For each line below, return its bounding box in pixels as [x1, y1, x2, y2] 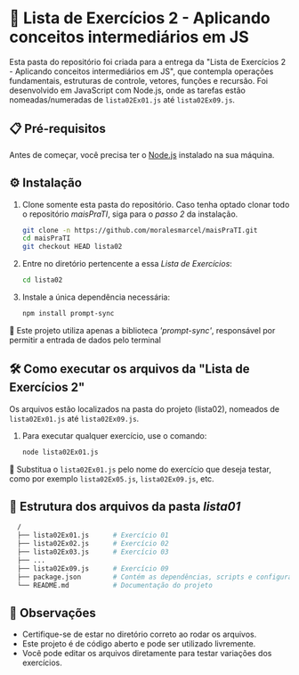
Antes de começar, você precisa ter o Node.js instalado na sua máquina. [9, 149, 275, 160]
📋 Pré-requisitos [9, 121, 107, 136]
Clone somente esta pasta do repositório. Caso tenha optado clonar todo [21, 199, 290, 210]
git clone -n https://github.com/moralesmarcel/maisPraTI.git [21, 226, 258, 235]
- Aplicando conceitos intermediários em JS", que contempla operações [9, 66, 274, 77]
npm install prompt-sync [21, 309, 115, 318]
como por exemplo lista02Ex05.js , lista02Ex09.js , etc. [9, 473, 215, 484]
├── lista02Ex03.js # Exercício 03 [17, 547, 169, 556]
